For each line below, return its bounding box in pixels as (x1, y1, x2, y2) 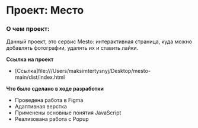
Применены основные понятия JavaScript (14, 109, 122, 116)
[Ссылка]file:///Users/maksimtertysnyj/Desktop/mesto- (14, 68, 151, 75)
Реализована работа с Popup (14, 116, 89, 123)
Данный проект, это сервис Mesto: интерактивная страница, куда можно (6, 38, 193, 45)
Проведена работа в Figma (14, 97, 84, 104)
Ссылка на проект (6, 56, 54, 63)
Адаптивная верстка (14, 103, 67, 110)
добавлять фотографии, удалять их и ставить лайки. (6, 44, 139, 52)
